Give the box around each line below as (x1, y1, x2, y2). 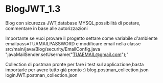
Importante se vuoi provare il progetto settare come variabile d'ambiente (5, 35, 158, 41)
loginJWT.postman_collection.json (5, 72, 78, 78)
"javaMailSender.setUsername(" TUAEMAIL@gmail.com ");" (5, 51, 129, 58)
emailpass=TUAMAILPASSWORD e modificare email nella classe (5, 40, 141, 46)
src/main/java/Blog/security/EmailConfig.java (5, 46, 101, 52)
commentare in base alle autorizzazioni (5, 25, 88, 31)
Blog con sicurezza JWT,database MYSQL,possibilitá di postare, (5, 20, 141, 26)
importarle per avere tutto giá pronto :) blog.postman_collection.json (5, 67, 149, 73)
